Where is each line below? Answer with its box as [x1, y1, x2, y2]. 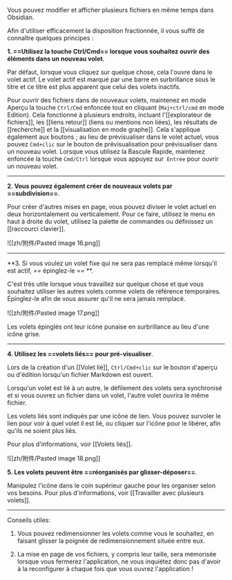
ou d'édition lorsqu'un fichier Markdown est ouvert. [7, 371, 153, 378]
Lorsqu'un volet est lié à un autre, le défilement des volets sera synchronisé [7, 384, 222, 392]
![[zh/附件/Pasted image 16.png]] [7, 239, 101, 247]
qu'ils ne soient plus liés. [7, 427, 77, 434]
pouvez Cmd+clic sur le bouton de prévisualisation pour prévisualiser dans [7, 140, 217, 148]
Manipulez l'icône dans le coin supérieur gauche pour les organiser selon [7, 481, 216, 490]
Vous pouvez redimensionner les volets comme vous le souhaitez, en [17, 530, 214, 537]
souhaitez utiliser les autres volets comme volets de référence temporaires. [7, 287, 221, 296]
